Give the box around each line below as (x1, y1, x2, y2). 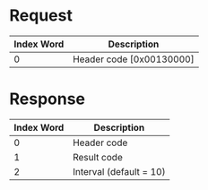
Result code (73, 151, 123, 163)
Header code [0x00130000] (73, 53, 195, 65)
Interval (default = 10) (73, 165, 166, 177)
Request (9, 5, 74, 26)
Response (9, 89, 86, 109)
